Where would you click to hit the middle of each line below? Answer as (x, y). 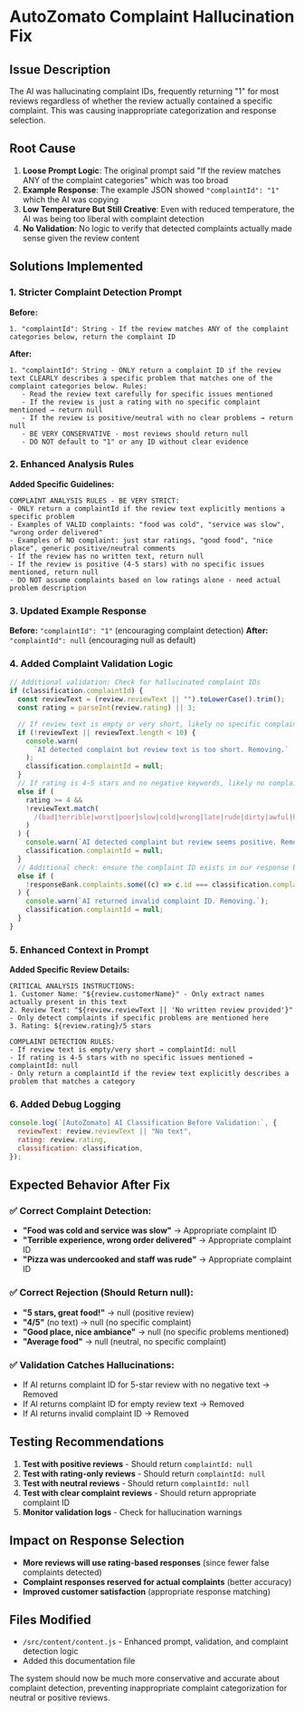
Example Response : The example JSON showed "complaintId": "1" (151, 190)
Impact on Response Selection (97, 1541)
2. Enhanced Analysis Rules (71, 465)
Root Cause (43, 148)
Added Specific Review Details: (70, 970)
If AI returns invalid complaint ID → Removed (106, 1414)
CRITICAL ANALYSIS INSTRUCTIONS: (72, 986)
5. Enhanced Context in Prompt (79, 950)
